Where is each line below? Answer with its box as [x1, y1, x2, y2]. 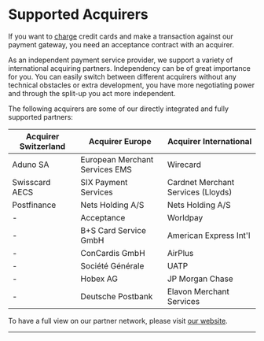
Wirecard [167, 159, 202, 170]
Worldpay [167, 212, 203, 223]
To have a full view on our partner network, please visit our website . [8, 316, 228, 325]
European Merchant [80, 154, 154, 165]
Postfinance [12, 199, 57, 210]
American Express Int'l [167, 230, 251, 241]
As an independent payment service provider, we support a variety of [8, 55, 233, 65]
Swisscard [12, 176, 51, 187]
